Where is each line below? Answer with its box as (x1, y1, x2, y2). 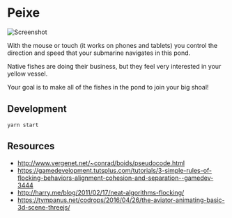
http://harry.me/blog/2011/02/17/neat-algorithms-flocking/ (17, 188, 185, 196)
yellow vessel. (7, 69, 48, 78)
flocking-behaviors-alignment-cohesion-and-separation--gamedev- (17, 174, 214, 182)
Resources (7, 140, 55, 152)
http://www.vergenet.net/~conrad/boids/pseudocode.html (17, 158, 185, 167)
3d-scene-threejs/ (17, 203, 70, 211)
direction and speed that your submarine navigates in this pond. (7, 49, 191, 57)
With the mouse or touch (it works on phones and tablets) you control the (7, 41, 218, 49)
